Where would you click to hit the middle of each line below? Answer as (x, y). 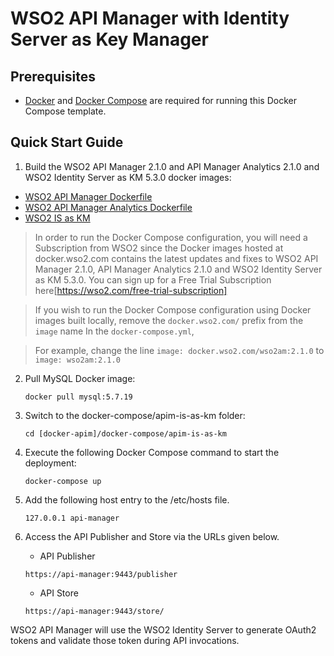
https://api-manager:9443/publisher (101, 574)
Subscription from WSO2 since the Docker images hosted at (159, 248)
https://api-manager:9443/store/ (94, 611)
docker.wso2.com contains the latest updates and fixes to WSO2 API (176, 258)
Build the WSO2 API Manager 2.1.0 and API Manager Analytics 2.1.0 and (172, 166)
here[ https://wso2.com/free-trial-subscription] (131, 290)
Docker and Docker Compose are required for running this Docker (160, 100)
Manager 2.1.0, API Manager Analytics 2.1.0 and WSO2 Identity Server (178, 269)
